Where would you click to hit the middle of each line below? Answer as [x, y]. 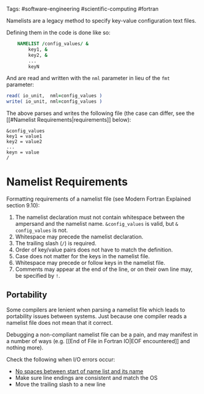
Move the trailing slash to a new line [60, 384]
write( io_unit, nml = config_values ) [54, 102]
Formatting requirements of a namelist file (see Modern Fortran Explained [99, 199]
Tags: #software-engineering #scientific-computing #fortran [82, 9]
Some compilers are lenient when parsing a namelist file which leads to [96, 310]
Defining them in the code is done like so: [59, 32]
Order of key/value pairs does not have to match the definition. [94, 250]
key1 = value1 [24, 136]
